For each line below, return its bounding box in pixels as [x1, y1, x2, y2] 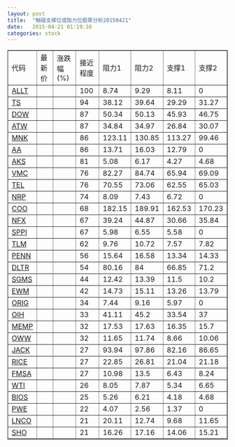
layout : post [7, 10, 45, 17]
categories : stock [7, 29, 61, 37]
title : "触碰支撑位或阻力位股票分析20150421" [7, 17, 131, 24]
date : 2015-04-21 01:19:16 [7, 23, 92, 30]
